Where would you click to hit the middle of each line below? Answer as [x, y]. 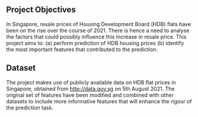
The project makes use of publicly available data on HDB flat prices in [91, 82]
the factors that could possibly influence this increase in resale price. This [96, 37]
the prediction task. [30, 107]
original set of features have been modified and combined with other [90, 95]
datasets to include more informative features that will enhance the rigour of [99, 101]
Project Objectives [41, 10]
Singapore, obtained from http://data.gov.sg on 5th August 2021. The [90, 88]
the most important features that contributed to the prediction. [82, 49]
